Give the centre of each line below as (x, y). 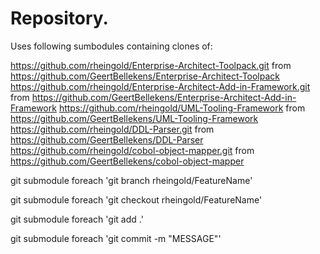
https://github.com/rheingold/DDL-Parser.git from (112, 129)
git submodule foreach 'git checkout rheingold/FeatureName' (136, 199)
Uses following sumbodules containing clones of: (111, 46)
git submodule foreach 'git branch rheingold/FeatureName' (131, 180)
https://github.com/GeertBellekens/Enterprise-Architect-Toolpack (145, 76)
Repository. (59, 18)
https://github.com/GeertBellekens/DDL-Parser (107, 139)
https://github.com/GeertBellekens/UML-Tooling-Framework (134, 118)
